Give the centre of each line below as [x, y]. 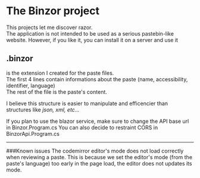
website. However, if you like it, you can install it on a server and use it [92, 40]
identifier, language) [31, 85]
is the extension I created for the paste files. [60, 73]
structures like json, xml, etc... [43, 109]
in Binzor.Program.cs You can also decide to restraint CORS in [82, 127]
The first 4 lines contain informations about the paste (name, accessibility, [97, 79]
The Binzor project [53, 11]
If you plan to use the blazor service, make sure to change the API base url [98, 121]
